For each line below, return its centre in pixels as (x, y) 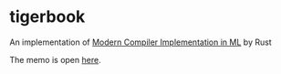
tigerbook (47, 17)
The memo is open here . (56, 59)
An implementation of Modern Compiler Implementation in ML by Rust (140, 42)
